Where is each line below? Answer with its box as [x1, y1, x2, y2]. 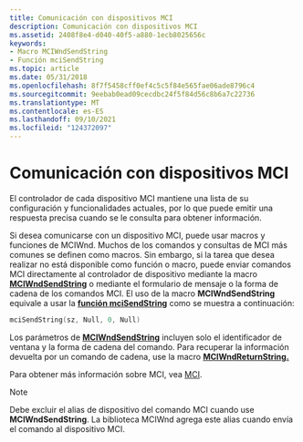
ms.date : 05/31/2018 [9, 73, 89, 82]
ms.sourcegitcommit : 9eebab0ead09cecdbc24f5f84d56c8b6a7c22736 [9, 89, 256, 98]
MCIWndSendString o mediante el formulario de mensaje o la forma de [9, 278, 278, 289]
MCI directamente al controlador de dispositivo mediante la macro [9, 268, 258, 279]
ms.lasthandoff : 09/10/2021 [9, 115, 117, 124]
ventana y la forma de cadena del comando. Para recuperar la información [9, 341, 289, 352]
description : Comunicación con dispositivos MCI [9, 22, 198, 31]
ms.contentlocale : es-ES [9, 107, 104, 116]
